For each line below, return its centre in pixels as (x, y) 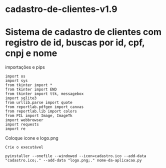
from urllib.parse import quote (39, 103)
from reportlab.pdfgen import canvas (44, 107)
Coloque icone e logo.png (32, 138)
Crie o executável (24, 147)
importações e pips (25, 67)
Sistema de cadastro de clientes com (83, 32)
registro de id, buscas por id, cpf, (75, 43)
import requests (22, 124)
